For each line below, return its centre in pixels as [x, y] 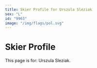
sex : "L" [14, 14]
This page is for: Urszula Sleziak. [38, 61]
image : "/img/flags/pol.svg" [34, 23]
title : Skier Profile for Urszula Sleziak [48, 9]
